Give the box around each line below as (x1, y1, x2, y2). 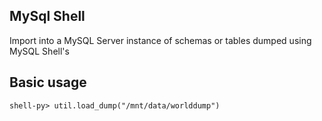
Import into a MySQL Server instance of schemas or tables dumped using (9, 34, 312, 46)
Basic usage (9, 74, 87, 91)
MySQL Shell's (9, 45, 70, 57)
